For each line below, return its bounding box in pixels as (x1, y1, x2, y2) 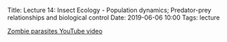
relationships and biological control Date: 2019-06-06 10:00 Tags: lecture (7, 13, 220, 22)
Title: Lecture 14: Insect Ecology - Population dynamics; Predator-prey (7, 6, 211, 14)
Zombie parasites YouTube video (7, 27, 103, 35)
